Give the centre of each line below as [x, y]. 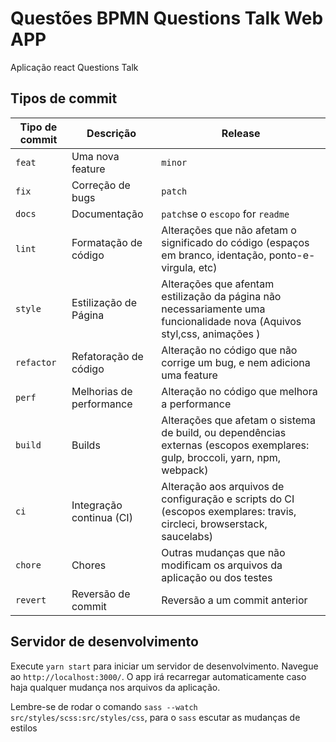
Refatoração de [107, 356]
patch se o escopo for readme [225, 214]
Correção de [101, 185]
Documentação [107, 214]
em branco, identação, [214, 255]
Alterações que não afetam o [229, 230]
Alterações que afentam [218, 284]
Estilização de [104, 302]
